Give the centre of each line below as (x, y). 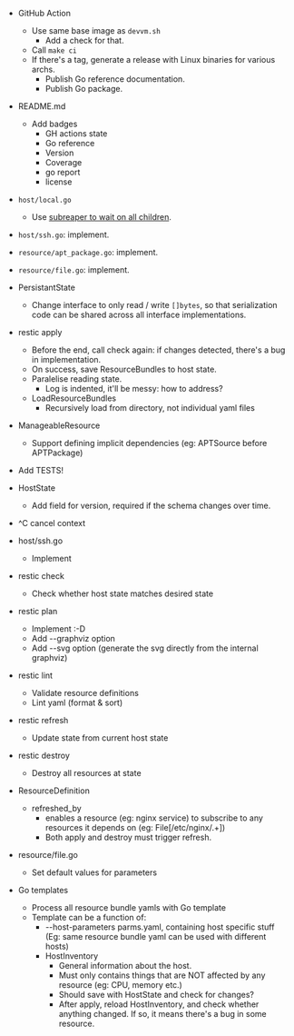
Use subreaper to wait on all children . (102, 217)
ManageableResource (59, 425)
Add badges (54, 124)
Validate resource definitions (85, 693)
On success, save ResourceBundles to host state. (124, 369)
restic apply (40, 332)
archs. (44, 69)
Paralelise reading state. (77, 379)
